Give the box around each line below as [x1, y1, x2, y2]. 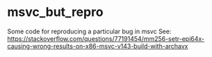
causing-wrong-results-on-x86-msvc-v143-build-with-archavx [7, 42, 189, 50]
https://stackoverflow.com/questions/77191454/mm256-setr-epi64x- [7, 34, 205, 42]
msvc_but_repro [7, 4, 104, 20]
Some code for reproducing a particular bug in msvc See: [7, 27, 172, 35]
